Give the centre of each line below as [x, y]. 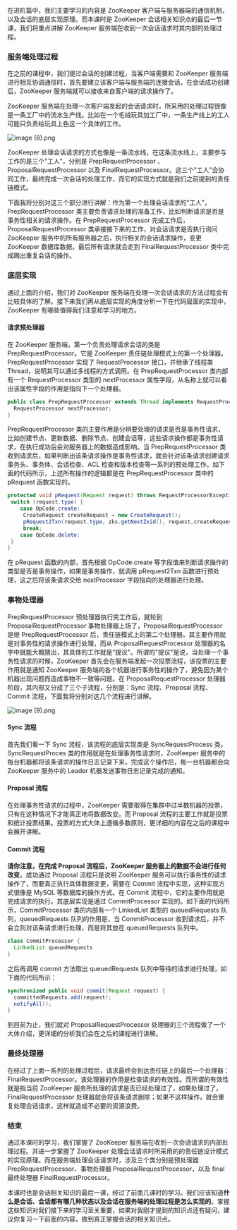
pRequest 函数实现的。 [41, 482]
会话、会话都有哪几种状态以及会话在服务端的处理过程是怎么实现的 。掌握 [124, 1201]
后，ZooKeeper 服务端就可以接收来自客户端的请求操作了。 [92, 91]
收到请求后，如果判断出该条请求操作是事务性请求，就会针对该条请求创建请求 [119, 456]
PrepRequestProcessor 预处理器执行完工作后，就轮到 [85, 616]
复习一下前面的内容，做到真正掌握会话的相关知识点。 [97, 1219]
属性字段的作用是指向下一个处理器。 [72, 388]
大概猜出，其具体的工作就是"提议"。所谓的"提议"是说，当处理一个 [127, 652]
